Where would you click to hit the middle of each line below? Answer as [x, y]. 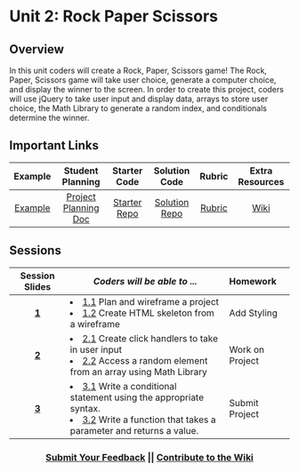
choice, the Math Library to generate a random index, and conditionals [138, 108]
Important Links [54, 145]
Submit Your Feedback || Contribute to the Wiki [149, 457]
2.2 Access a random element [145, 360]
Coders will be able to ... [145, 281]
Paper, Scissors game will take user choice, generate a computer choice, [143, 80]
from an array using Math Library [138, 372]
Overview [37, 49]
